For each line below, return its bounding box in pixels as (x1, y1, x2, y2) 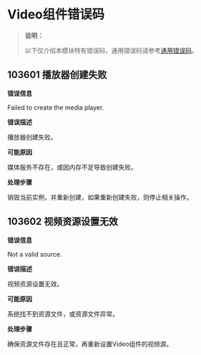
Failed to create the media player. (7, 103, 104, 112)
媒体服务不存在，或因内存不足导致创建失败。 (7, 163, 138, 171)
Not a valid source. (7, 250, 62, 258)
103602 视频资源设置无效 (7, 216, 118, 228)
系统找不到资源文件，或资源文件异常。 (7, 309, 118, 318)
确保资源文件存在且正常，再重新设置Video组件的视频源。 (7, 339, 173, 348)
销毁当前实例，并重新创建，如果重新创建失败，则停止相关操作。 (7, 192, 193, 202)
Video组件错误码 (7, 6, 104, 23)
